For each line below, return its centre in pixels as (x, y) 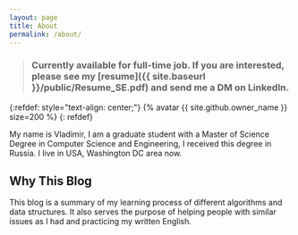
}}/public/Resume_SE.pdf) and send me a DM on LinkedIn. (160, 88)
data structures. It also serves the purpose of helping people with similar (143, 212)
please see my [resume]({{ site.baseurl (118, 77)
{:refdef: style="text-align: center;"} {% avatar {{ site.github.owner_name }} (149, 107)
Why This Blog (51, 181)
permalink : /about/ (46, 34)
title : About (34, 26)
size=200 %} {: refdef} (51, 116)
